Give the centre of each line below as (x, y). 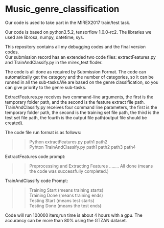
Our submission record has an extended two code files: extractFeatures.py (80, 57)
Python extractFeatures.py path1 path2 (68, 142)
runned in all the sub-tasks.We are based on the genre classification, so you (82, 82)
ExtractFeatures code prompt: (35, 156)
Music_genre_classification (62, 9)
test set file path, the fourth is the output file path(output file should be (76, 117)
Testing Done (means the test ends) (65, 205)
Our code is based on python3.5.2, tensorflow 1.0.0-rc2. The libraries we (78, 32)
